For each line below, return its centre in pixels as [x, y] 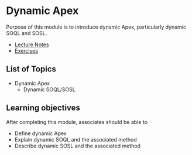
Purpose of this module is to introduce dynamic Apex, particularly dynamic [96, 27]
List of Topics [31, 69]
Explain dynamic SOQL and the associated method [76, 139]
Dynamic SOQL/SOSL [49, 89]
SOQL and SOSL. [27, 33]
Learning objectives [43, 108]
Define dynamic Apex [40, 133]
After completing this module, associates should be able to [77, 122]
